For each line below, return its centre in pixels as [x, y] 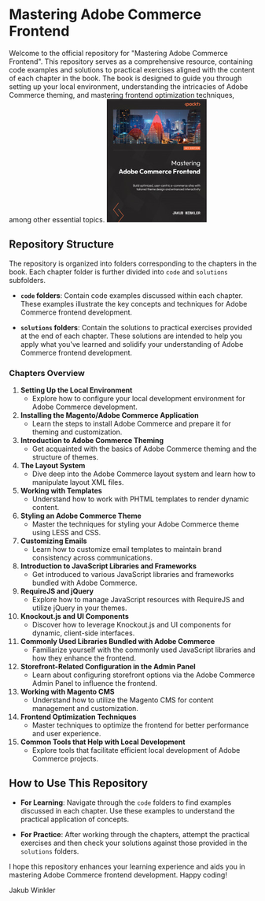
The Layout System [53, 466]
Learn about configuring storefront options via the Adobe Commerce [144, 675]
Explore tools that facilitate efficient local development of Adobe [136, 750]
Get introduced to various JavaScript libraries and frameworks [133, 575]
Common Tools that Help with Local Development [103, 742]
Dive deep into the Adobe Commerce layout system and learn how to [144, 474]
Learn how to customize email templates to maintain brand [127, 549]
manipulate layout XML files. [78, 482]
